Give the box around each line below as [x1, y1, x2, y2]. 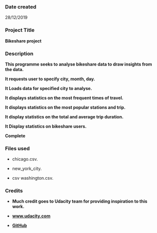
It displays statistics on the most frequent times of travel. [5, 94, 123, 101]
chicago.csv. [12, 156, 38, 162]
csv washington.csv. [12, 175, 54, 181]
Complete [5, 133, 26, 139]
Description [5, 50, 34, 57]
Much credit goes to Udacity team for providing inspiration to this [12, 198, 148, 204]
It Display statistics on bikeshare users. [5, 123, 87, 129]
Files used [5, 145, 30, 152]
